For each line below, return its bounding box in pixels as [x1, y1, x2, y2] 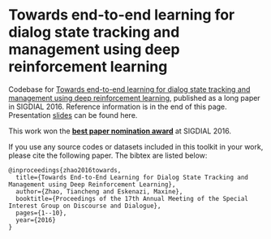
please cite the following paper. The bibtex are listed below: [8, 150, 208, 160]
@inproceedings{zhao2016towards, [8, 166, 122, 174]
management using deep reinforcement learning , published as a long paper [8, 93, 261, 102]
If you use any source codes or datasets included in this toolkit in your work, [8, 141, 264, 151]
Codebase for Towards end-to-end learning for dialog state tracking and [8, 84, 251, 94]
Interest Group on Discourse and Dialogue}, [8, 202, 161, 210]
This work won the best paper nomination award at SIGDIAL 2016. [8, 126, 231, 136]
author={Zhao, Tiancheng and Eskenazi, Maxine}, [15, 187, 183, 196]
